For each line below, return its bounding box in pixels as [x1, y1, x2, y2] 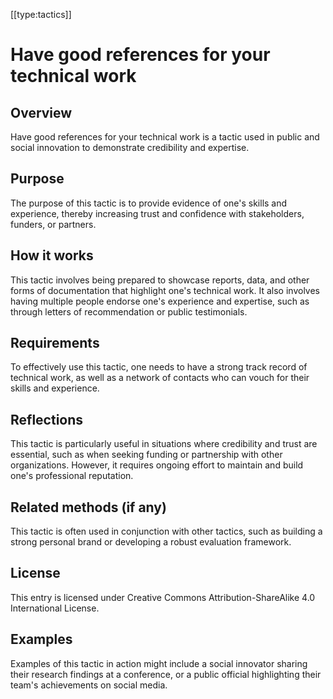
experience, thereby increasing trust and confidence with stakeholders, [10, 207, 305, 219]
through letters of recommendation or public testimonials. [10, 305, 248, 318]
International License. [10, 602, 100, 614]
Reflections [10, 411, 84, 428]
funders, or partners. [10, 218, 97, 230]
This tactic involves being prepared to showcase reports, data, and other [10, 274, 310, 286]
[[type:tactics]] [10, 9, 72, 20]
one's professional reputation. [10, 470, 134, 482]
